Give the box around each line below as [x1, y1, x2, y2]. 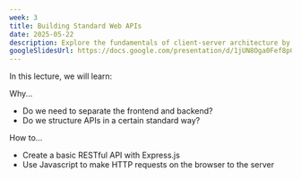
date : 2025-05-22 [9, 30, 74, 38]
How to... [9, 132, 43, 143]
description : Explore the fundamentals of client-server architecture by [9, 38, 291, 47]
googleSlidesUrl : [9, 47, 74, 55]
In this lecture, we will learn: [9, 71, 113, 81]
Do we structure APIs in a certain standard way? [21, 115, 201, 126]
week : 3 [9, 13, 39, 22]
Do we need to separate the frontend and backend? [21, 106, 213, 116]
